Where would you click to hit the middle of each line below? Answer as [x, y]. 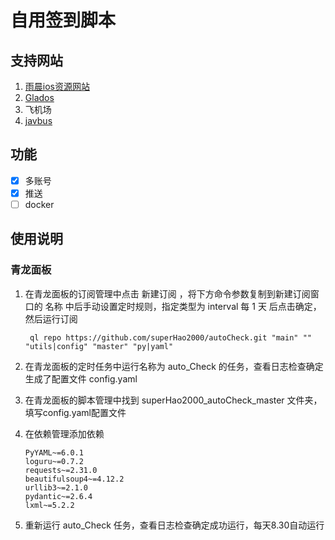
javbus [38, 120]
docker [39, 204]
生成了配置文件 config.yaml [81, 378]
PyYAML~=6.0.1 [54, 452]
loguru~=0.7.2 [54, 461]
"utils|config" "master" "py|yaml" [99, 346]
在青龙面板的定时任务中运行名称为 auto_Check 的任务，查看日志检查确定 [174, 366]
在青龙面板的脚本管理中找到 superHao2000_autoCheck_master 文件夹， [173, 400]
